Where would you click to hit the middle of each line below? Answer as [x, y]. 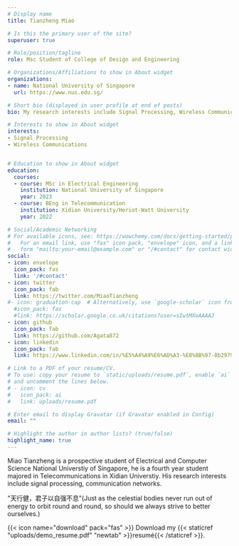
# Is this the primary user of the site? [70, 34]
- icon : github [30, 322]
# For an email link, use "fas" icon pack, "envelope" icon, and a [113, 243]
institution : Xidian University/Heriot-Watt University [105, 210]
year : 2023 [36, 197]
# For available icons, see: [51, 236]
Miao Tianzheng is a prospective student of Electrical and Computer [107, 460]
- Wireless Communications [47, 145]
